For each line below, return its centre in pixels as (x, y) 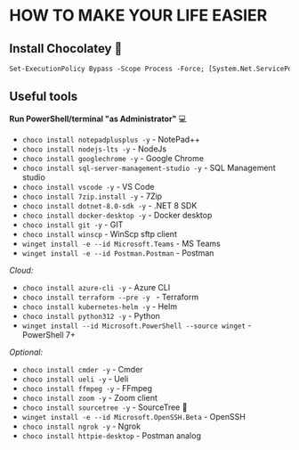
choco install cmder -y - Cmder (83, 369)
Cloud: (21, 270)
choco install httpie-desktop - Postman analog (112, 435)
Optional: (26, 352)
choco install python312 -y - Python (91, 315)
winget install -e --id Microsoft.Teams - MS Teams (121, 243)
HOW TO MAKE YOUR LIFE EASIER (138, 16)
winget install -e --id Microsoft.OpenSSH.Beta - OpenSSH (134, 416)
